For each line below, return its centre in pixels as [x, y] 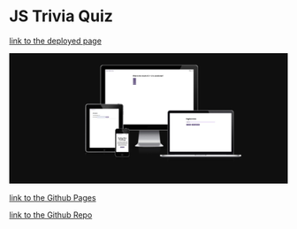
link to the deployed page [55, 41]
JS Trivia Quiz [61, 16]
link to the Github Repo [51, 215]
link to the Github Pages [53, 197]
